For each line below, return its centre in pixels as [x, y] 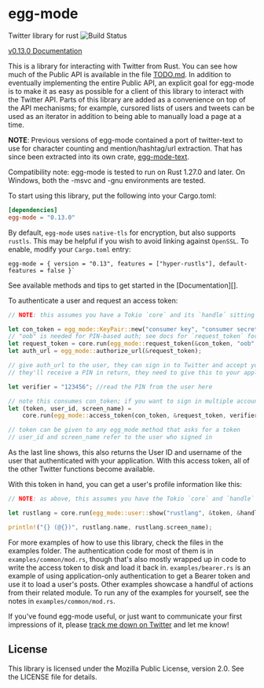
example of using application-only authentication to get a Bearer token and [129, 575]
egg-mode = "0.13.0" [42, 218]
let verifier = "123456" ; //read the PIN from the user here [110, 387]
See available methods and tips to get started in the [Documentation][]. [123, 285]
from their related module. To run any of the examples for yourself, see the [129, 593]
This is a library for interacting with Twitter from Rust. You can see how [123, 66]
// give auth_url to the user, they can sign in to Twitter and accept [128, 366]
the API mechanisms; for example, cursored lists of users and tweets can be [132, 108]
